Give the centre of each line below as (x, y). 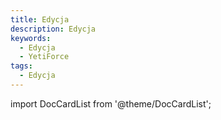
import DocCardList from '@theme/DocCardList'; (111, 103)
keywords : (31, 38)
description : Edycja (53, 29)
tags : (21, 66)
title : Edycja (40, 19)
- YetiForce (44, 57)
